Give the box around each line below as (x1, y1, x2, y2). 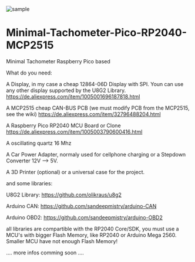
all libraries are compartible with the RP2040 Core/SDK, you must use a (6, 225, 179, 232)
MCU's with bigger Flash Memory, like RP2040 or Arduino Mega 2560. (6, 232, 177, 239)
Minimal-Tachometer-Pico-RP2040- (6, 26, 187, 39)
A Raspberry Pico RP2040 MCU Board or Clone (6, 122, 122, 129)
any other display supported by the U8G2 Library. (6, 87, 126, 94)
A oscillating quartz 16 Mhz (6, 139, 72, 147)
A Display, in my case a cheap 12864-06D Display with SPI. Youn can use (6, 80, 184, 87)
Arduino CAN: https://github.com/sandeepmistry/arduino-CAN (6, 202, 157, 209)
